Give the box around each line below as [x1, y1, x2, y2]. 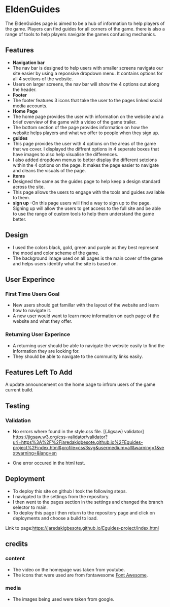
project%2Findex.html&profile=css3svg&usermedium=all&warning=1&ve [12, 445, 164, 451]
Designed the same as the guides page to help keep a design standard [12, 178, 161, 184]
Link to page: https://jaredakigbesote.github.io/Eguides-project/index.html [5, 525, 159, 531]
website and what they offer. [12, 318, 73, 324]
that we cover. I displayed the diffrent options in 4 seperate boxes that [12, 146, 159, 152]
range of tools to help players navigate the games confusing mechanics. [5, 31, 156, 37]
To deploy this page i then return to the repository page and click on [12, 509, 155, 515]
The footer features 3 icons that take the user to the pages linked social [12, 97, 162, 103]
